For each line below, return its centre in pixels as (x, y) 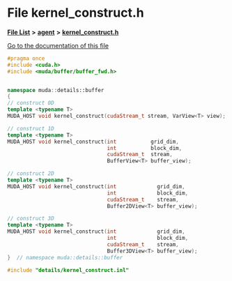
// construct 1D (31, 128)
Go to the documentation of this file (58, 45)
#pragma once (26, 58)
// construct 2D (31, 174)
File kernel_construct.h (76, 13)
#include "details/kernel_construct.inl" (68, 270)
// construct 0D (31, 103)
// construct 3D (31, 219)
